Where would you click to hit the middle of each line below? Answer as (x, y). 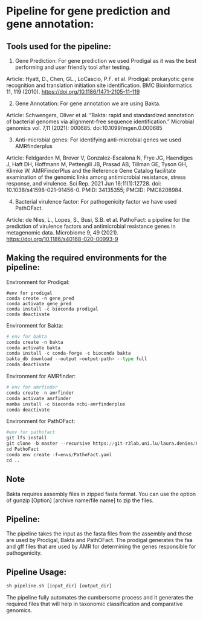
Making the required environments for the (87, 258)
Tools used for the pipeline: (59, 46)
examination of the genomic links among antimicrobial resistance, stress (96, 177)
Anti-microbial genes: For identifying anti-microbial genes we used (98, 140)
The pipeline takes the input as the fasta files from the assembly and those (99, 534)
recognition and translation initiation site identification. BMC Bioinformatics (99, 85)
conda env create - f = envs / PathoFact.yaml (59, 454)
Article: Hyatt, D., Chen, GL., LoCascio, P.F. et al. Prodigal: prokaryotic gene (100, 79)
